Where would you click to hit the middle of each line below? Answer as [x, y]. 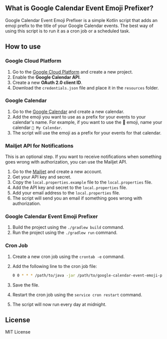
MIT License [18, 332]
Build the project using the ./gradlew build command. [68, 227]
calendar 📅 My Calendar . [37, 127]
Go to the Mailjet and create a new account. [57, 171]
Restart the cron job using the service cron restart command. [77, 294]
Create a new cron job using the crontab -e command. [69, 256]
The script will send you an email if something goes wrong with [77, 198]
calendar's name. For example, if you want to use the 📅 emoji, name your [87, 122]
